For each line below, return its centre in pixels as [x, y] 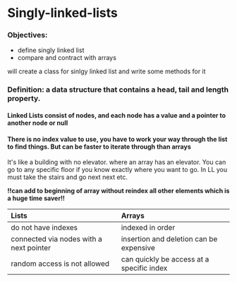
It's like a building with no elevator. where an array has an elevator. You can [117, 162]
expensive [138, 248]
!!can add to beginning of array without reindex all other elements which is [119, 191]
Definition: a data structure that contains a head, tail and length [118, 90]
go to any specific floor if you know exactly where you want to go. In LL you [117, 170]
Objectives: [28, 35]
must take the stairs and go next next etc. [68, 177]
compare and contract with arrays [67, 58]
